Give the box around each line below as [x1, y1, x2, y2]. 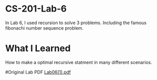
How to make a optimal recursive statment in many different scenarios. [5, 59, 152, 65]
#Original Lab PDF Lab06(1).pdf [5, 69, 71, 75]
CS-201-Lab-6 [5, 3, 67, 15]
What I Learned [5, 43, 71, 54]
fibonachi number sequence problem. [5, 25, 84, 31]
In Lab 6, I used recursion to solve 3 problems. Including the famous [5, 20, 147, 26]
